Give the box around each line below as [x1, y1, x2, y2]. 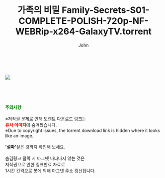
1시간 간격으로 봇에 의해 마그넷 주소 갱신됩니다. [5, 168, 96, 174]
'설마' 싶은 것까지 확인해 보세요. [5, 144, 66, 150]
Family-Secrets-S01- [61, 4, 150, 16]
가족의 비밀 [17, 4, 60, 16]
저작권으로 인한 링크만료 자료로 [5, 161, 66, 167]
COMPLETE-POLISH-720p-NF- [18, 15, 149, 27]
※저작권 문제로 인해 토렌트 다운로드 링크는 [5, 116, 86, 122]
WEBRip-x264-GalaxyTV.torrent [15, 26, 152, 37]
